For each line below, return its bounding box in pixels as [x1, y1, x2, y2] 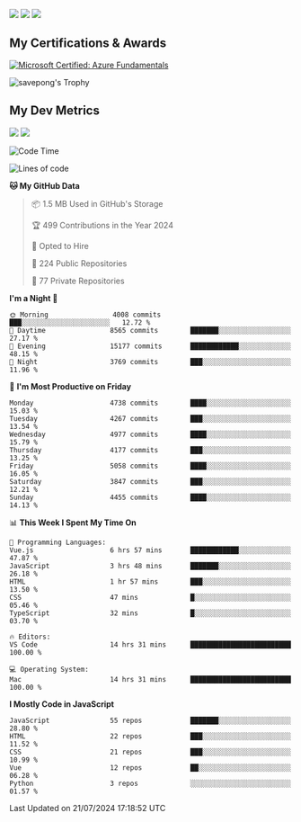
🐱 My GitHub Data [9, 180, 81, 191]
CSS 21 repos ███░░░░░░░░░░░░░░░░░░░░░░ [9, 747, 292, 756]
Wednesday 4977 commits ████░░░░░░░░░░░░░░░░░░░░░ [9, 430, 292, 439]
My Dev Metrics [9, 103, 101, 119]
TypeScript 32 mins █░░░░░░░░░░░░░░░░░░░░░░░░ [9, 608, 292, 618]
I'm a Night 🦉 [9, 292, 58, 303]
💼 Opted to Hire [31, 240, 90, 251]
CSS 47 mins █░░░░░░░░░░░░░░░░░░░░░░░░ [9, 593, 292, 602]
